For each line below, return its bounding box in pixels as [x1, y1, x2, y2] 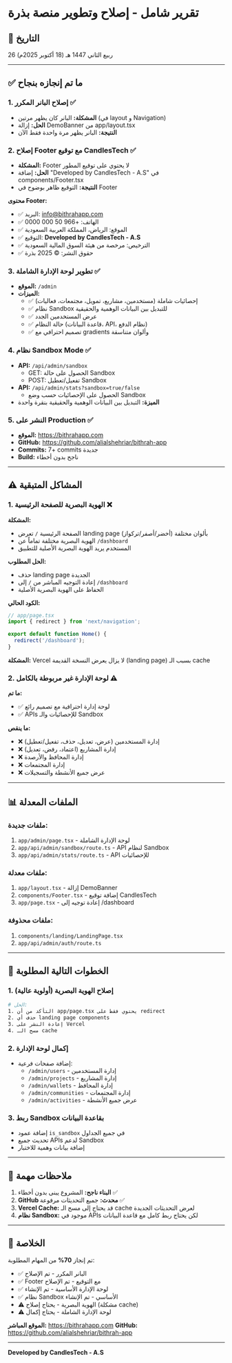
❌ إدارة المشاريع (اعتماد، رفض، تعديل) [17, 745, 116, 753]
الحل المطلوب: [8, 557, 47, 565]
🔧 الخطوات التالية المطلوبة [8, 965, 109, 976]
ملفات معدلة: [8, 868, 48, 878]
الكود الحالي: [8, 599, 41, 607]
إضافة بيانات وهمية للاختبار [17, 1143, 85, 1152]
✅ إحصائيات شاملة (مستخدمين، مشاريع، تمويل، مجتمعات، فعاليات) [28, 297, 198, 305]
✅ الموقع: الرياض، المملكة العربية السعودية [17, 225, 128, 233]
